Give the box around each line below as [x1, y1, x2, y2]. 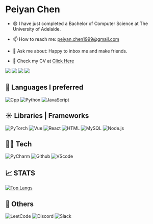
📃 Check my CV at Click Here [12, 58, 74, 64]
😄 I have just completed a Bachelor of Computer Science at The [12, 20, 148, 27]
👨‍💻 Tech [5, 139, 32, 148]
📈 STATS [5, 168, 36, 177]
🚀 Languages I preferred [5, 83, 84, 92]
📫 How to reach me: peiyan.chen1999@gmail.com [12, 36, 120, 42]
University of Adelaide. [12, 26, 61, 32]
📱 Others [5, 200, 34, 208]
